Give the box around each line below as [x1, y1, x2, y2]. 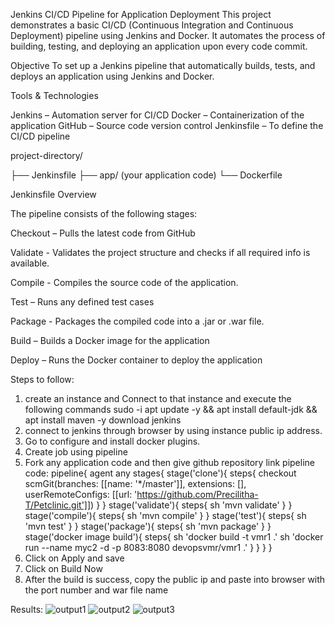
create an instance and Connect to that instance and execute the [24, 393, 292, 404]
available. [10, 257, 50, 269]
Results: [10, 604, 44, 615]
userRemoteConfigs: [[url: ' [24, 489, 138, 500]
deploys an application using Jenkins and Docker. [10, 70, 215, 82]
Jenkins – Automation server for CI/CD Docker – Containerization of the [10, 109, 305, 121]
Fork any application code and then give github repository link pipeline [24, 457, 315, 468]
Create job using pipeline [24, 446, 128, 458]
